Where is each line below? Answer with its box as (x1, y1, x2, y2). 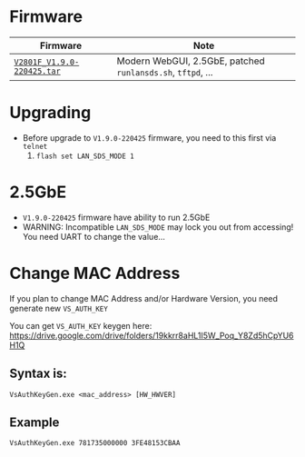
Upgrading (9, 103, 92, 124)
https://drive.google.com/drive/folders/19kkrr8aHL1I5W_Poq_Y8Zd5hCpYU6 (9, 330, 294, 341)
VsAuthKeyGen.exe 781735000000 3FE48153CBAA (9, 439, 181, 448)
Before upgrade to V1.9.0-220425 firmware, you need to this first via (22, 132, 277, 143)
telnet (22, 142, 48, 151)
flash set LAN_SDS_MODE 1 (35, 152, 134, 161)
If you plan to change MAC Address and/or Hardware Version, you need (9, 293, 279, 303)
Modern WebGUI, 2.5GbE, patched (116, 55, 265, 67)
